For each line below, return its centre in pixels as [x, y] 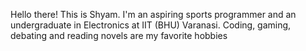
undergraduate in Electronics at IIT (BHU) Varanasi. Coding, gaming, [151, 25]
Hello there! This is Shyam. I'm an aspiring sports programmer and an [153, 14]
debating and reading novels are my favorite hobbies [119, 35]
